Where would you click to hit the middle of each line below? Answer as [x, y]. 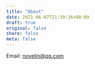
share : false [22, 34]
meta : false [21, 39]
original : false [26, 28]
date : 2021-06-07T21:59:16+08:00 [48, 17]
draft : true [21, 22]
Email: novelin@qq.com [35, 56]
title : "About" [25, 12]
